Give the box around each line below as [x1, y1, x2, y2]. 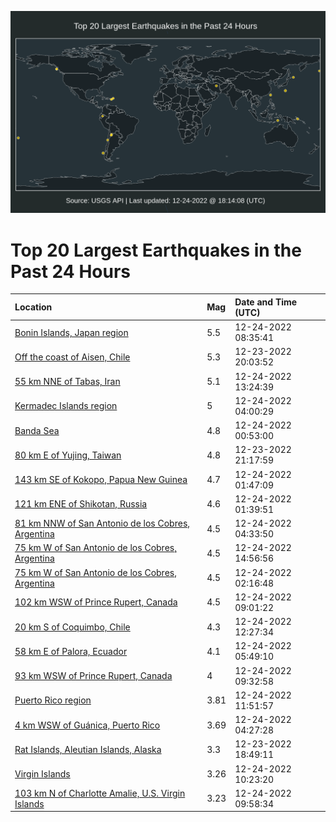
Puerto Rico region [14, 694, 92, 706]
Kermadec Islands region [14, 400, 118, 412]
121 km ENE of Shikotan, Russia [14, 498, 148, 510]
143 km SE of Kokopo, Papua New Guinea [14, 474, 188, 486]
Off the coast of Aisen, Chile [14, 351, 131, 363]
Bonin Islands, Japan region [14, 326, 129, 338]
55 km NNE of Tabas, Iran [14, 376, 121, 388]
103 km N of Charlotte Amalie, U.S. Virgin [14, 787, 186, 799]
